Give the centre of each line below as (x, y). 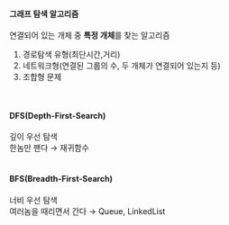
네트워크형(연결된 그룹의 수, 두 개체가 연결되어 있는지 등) (121, 66)
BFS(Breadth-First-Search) (61, 179)
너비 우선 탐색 (34, 200)
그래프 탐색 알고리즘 (44, 13)
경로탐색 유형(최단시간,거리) (71, 55)
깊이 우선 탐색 (34, 137)
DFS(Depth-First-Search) (58, 115)
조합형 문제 (42, 77)
